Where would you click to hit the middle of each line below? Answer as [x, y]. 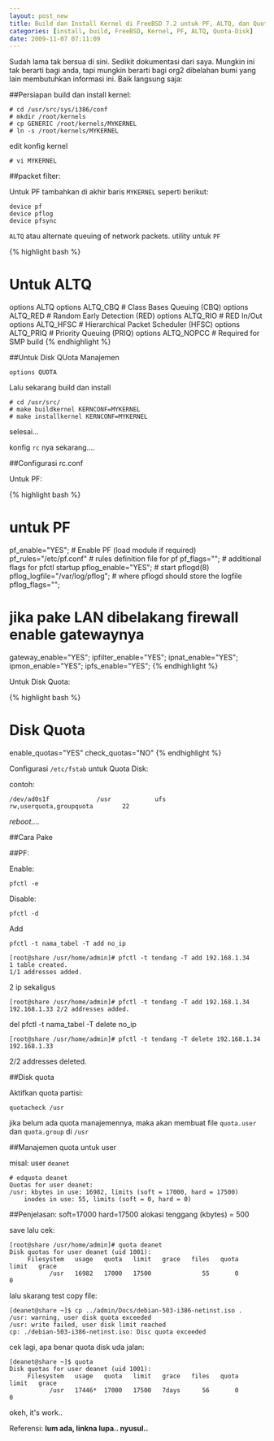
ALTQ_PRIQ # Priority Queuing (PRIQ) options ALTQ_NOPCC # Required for [135, 333]
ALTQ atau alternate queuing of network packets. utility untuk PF [115, 236]
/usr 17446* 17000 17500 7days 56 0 [144, 1391]
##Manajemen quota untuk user [63, 1147]
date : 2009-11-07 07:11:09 [55, 39]
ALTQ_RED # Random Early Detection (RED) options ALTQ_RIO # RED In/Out [136, 316]
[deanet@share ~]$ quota [51, 1362]
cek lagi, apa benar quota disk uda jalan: [77, 1347]
